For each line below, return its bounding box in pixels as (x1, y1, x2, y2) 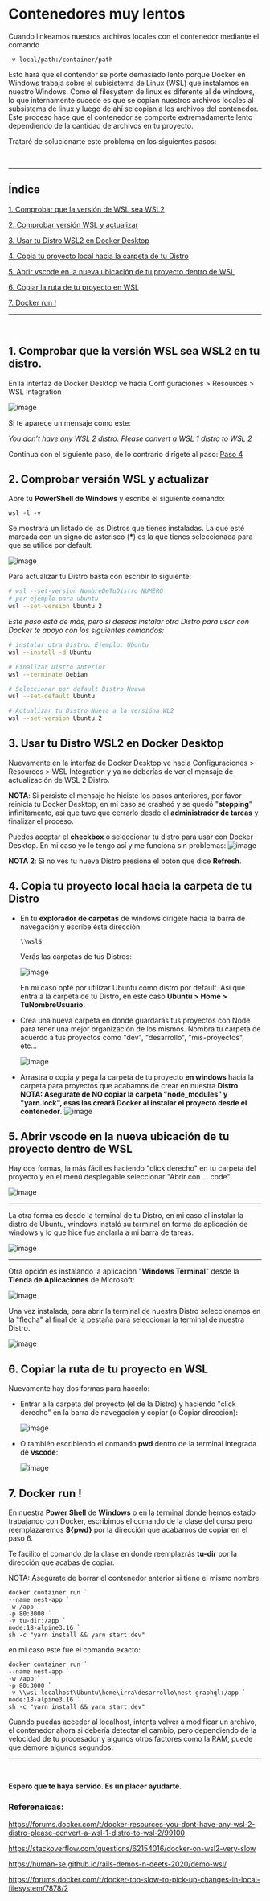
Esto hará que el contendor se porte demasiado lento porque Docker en (8, 69, 247, 79)
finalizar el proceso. (8, 816, 74, 825)
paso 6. (8, 1533, 34, 1543)
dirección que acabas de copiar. (8, 1557, 115, 1567)
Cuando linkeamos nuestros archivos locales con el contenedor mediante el (8, 31, 260, 41)
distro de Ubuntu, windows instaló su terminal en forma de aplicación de (8, 1220, 248, 1229)
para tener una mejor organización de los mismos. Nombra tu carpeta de (19, 1023, 261, 1034)
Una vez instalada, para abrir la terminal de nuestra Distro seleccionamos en (8, 1306, 261, 1316)
